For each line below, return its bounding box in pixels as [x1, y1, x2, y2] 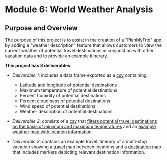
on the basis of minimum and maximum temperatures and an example [12, 124, 156, 129]
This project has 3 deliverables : [5, 63, 72, 68]
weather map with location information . [12, 129, 93, 135]
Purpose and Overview [5, 24, 78, 32]
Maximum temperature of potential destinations [19, 87, 118, 93]
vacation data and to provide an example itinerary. [5, 53, 108, 59]
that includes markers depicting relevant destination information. [12, 149, 146, 155]
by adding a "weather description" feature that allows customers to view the [5, 42, 162, 48]
